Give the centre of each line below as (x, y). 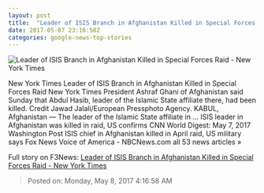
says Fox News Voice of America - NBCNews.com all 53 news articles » (125, 142)
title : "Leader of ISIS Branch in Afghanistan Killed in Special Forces (132, 23)
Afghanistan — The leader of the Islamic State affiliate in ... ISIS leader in (126, 117)
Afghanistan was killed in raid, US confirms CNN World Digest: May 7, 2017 (129, 125)
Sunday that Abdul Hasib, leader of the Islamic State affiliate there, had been (132, 100)
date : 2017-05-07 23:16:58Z (54, 30)
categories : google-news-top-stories (70, 37)
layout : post (30, 15)
